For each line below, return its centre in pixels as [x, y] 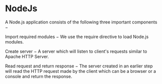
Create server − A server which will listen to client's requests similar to [76, 51]
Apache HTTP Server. [27, 56]
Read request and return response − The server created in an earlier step [79, 66]
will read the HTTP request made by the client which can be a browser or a [81, 71]
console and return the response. [39, 76]
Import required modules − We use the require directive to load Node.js [77, 37]
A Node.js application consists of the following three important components [81, 22]
